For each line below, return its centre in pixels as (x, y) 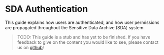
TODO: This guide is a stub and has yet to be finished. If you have (84, 37)
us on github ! (31, 47)
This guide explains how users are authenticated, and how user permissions (82, 22)
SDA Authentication (47, 9)
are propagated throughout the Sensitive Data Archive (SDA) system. (75, 27)
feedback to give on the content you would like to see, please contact (88, 42)
